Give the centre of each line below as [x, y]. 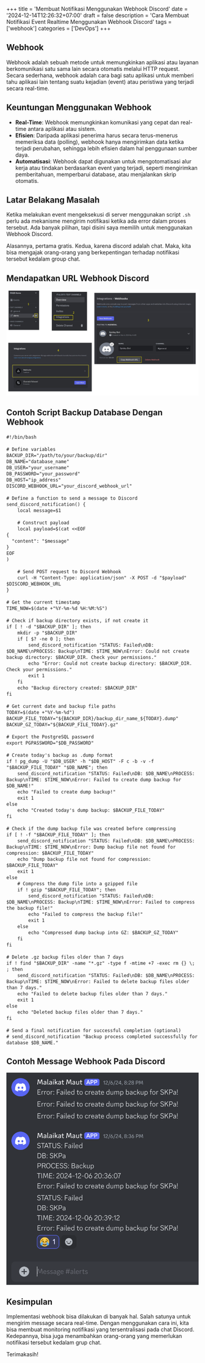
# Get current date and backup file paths [61, 706]
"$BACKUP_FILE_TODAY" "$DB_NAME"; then [57, 767]
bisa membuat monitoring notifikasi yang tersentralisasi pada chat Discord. [100, 1329]
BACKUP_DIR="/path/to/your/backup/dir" [57, 455]
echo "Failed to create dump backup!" [67, 792]
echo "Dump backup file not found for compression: [84, 859]
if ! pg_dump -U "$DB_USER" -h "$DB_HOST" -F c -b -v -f [80, 761]
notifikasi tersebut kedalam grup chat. [54, 1343]
